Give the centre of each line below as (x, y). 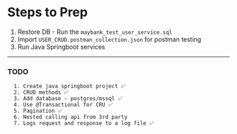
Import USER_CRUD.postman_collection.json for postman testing (109, 39)
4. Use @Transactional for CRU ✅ (63, 105)
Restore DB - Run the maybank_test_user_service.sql (95, 32)
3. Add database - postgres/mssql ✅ (68, 99)
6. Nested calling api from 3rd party (71, 117)
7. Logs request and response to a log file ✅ (84, 123)
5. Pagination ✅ (38, 111)
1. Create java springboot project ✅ (69, 86)
